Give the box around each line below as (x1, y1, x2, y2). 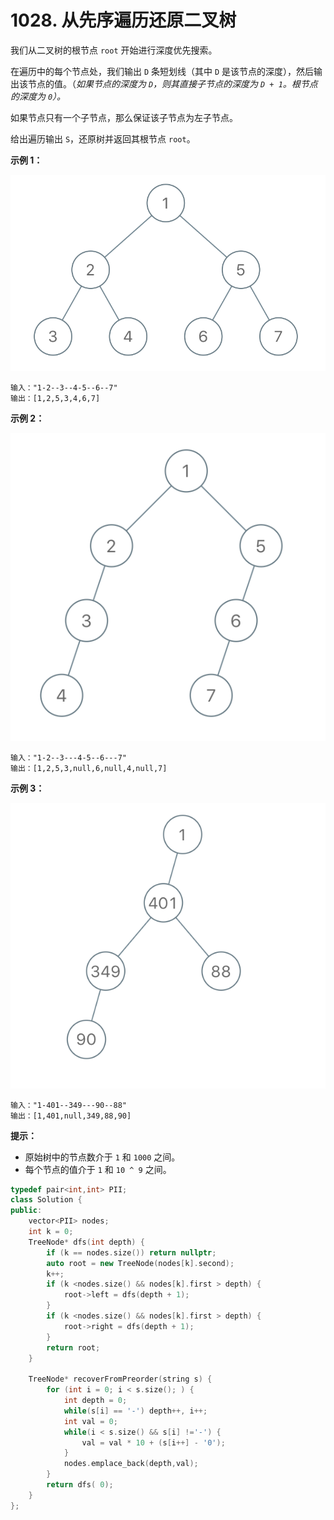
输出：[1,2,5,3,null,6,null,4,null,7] (10, 764, 168, 774)
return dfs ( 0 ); (46, 1480, 114, 1490)
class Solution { (10, 1195, 83, 1205)
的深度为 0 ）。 (10, 90, 67, 102)
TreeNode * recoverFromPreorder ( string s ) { (28, 1374, 213, 1385)
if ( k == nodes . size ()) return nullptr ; (46, 1247, 217, 1258)
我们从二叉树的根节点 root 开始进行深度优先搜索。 (10, 44, 218, 56)
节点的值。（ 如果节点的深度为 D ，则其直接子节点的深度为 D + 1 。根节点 (27, 77, 318, 90)
